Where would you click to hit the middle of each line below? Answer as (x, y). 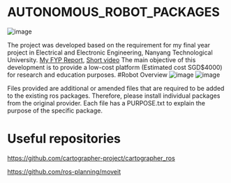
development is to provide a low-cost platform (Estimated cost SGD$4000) (115, 67)
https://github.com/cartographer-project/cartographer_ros (91, 158)
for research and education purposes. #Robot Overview (87, 75)
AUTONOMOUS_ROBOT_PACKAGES (113, 12)
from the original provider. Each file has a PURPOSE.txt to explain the (106, 103)
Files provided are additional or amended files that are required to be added (116, 88)
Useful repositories (64, 139)
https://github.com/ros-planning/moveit (64, 171)
